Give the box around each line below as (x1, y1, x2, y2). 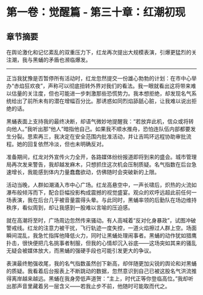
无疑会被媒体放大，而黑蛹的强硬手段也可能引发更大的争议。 (6, 247, 155, 254)
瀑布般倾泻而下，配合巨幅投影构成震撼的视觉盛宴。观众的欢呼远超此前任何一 (6, 189, 197, 196)
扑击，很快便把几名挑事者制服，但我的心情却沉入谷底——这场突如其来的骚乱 (6, 239, 197, 247)
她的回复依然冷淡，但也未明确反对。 (16, 140, 107, 147)
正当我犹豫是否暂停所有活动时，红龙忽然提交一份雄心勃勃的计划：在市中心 (6, 75, 192, 82)
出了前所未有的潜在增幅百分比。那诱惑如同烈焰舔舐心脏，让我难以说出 (16, 97, 192, 105)
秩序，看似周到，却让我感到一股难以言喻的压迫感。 (6, 204, 134, 211)
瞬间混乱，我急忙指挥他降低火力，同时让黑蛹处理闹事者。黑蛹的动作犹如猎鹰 (6, 232, 197, 239)
